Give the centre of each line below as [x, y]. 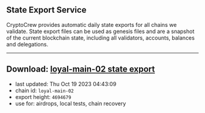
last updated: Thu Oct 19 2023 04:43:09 [66, 84]
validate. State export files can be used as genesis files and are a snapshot [100, 31]
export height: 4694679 [43, 97]
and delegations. [27, 44]
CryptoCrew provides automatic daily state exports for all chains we [92, 24]
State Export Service [46, 10]
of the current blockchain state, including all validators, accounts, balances [101, 38]
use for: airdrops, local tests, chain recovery [70, 103]
